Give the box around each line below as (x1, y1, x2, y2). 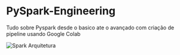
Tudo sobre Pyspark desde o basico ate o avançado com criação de (6, 24, 175, 31)
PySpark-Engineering (6, 4, 115, 18)
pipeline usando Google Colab (6, 30, 81, 37)
